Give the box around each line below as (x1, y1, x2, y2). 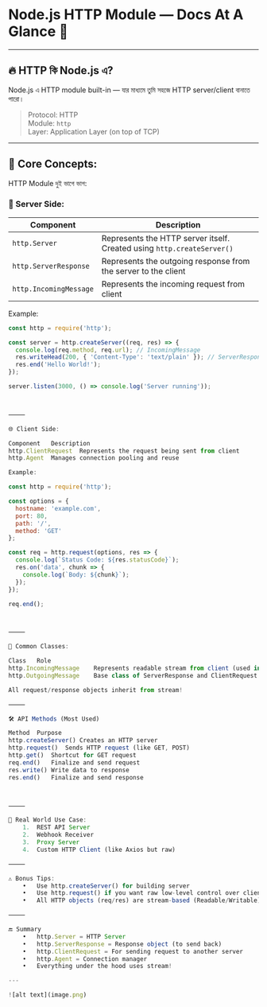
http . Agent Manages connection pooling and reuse (8, 454, 180, 462)
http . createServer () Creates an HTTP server (8, 737, 158, 745)
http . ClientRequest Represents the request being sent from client (8, 447, 240, 455)
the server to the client (101, 265, 186, 276)
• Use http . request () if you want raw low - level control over (22, 889, 240, 897)
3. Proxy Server (22, 838, 80, 846)
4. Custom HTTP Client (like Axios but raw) (22, 846, 176, 853)
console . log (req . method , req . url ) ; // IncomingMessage (15, 346, 201, 354)
